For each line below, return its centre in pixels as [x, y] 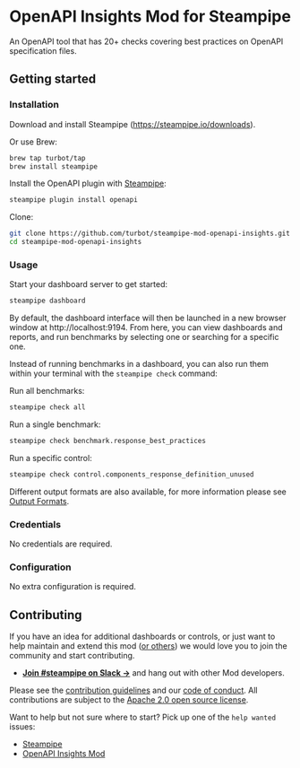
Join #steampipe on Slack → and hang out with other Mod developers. [153, 673]
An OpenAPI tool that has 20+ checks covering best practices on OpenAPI [146, 41]
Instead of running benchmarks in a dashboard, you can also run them [139, 364]
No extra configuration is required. [73, 587]
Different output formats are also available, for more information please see [148, 492]
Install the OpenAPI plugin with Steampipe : [88, 183]
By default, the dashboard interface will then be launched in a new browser [148, 318]
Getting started [53, 79]
